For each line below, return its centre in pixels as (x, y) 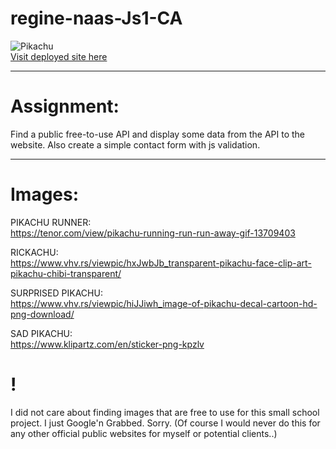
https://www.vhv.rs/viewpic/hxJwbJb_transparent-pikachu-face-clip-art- (161, 263)
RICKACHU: (34, 252)
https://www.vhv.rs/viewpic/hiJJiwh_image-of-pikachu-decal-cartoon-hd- (164, 303)
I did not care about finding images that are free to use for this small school (165, 412)
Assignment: (65, 106)
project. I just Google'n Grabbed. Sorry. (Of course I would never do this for (165, 423)
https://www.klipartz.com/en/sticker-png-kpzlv (107, 344)
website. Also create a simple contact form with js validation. (135, 144)
